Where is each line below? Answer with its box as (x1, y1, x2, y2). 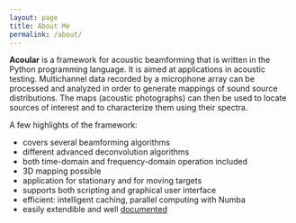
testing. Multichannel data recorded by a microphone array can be (9, 74, 255, 85)
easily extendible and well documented (22, 204, 168, 215)
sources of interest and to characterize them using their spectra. (9, 103, 248, 113)
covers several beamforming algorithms (22, 137, 171, 148)
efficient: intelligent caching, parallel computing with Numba (22, 194, 246, 205)
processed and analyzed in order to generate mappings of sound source (9, 83, 278, 94)
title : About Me (9, 22, 70, 31)
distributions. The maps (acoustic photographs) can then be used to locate (9, 93, 287, 103)
